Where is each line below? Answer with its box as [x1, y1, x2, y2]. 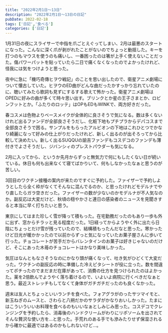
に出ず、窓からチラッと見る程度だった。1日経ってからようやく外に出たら [5, 219, 156, 226]
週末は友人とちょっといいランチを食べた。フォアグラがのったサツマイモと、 [5, 291, 162, 297]
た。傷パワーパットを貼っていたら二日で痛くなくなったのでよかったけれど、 [5, 59, 162, 65]
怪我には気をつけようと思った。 [5, 66, 71, 72]
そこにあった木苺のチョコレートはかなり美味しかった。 [13, 245, 128, 251]
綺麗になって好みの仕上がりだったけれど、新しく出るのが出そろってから [9, 131, 158, 137]
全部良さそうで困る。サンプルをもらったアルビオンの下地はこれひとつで [5, 125, 154, 131]
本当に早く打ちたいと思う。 [13, 202, 71, 208]
